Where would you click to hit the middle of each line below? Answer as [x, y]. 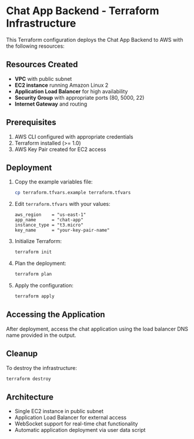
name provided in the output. [41, 335]
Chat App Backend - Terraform [83, 11]
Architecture [30, 397]
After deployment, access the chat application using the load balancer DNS [97, 329]
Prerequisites [31, 122]
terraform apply [34, 296]
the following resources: [35, 46]
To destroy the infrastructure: [42, 368]
